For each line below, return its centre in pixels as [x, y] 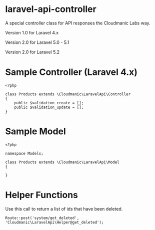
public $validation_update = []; [49, 107]
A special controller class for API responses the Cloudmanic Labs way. [78, 23]
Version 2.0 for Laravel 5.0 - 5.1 [37, 42]
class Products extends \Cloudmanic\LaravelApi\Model [62, 162]
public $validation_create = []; [49, 103]
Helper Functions [42, 195]
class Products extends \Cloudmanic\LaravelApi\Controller [68, 94]
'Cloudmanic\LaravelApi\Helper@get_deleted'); [54, 222]
